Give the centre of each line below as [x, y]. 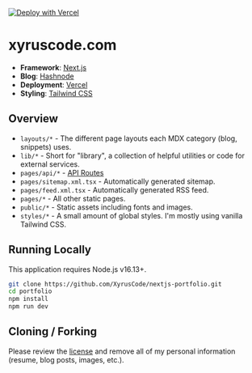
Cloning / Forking [53, 332]
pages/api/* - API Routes [62, 172]
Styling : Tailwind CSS [56, 93]
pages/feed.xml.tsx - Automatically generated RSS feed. [114, 189]
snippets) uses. [46, 146]
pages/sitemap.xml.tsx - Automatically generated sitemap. [118, 181]
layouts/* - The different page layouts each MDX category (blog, [128, 138]
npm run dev [28, 307]
